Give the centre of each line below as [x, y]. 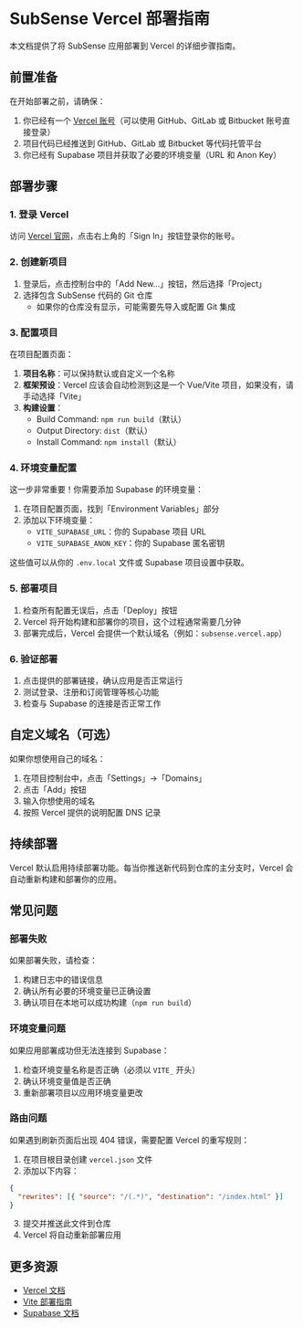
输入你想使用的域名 [59, 801]
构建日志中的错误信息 [63, 980]
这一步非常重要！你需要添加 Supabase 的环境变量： [106, 490]
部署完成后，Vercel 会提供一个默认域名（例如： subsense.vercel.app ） [155, 633]
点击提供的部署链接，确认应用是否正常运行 [103, 680]
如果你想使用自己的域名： [57, 758]
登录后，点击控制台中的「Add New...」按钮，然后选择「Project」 [145, 283]
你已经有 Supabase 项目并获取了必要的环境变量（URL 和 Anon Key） [151, 154]
